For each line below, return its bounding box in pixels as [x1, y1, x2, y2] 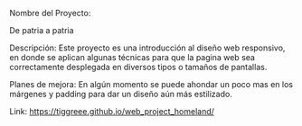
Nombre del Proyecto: [9, 8, 91, 18]
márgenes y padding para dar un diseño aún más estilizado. [9, 89, 232, 99]
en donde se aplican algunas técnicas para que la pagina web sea [9, 52, 256, 62]
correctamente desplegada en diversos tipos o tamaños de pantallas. [9, 62, 268, 72]
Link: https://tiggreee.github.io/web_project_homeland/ [9, 106, 215, 116]
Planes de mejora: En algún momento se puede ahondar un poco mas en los [9, 79, 294, 89]
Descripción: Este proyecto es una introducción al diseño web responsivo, [9, 42, 286, 53]
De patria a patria [9, 25, 74, 35]
